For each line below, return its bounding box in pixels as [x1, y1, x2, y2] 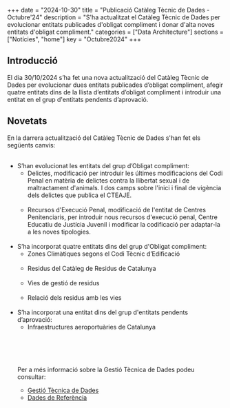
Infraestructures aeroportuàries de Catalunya [27, 323, 156, 331]
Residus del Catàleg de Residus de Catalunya [27, 264, 156, 272]
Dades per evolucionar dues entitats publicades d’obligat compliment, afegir [7, 81, 224, 89]
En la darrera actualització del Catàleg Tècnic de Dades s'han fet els [7, 134, 201, 142]
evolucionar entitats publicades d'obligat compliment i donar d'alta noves [7, 21, 215, 28]
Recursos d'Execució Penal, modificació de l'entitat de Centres [27, 205, 207, 214]
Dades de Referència [27, 393, 87, 402]
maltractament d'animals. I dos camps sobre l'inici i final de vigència [27, 183, 222, 192]
